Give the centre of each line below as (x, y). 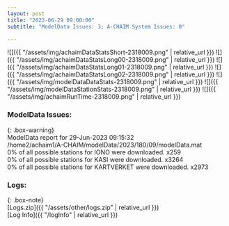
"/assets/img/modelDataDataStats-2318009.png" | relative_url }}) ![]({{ (117, 82)
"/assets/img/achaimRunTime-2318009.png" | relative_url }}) (94, 97)
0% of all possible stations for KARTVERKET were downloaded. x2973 (108, 167)
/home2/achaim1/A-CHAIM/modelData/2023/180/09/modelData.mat (105, 145)
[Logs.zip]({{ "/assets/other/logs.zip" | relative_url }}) (83, 207)
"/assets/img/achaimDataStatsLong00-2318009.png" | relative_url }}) (116, 60)
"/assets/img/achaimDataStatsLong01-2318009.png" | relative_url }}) (115, 67)
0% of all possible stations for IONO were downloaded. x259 (94, 152)
